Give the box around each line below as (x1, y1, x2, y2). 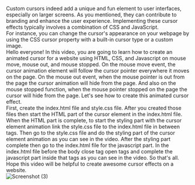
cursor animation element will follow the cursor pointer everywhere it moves (6, 67, 190, 74)
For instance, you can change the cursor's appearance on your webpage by (6, 30, 189, 37)
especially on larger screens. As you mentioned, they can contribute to (6, 11, 177, 18)
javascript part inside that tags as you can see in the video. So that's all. (6, 155, 180, 161)
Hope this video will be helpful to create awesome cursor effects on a (6, 160, 174, 167)
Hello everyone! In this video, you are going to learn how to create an (6, 49, 173, 55)
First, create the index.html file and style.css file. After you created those (6, 105, 182, 111)
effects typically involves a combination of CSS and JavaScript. (6, 23, 159, 30)
